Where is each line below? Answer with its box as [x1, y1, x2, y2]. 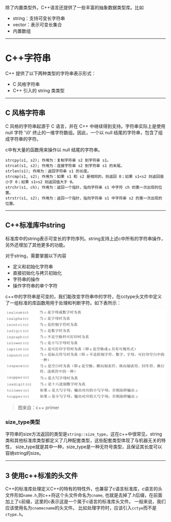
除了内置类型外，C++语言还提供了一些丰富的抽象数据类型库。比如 [5, 5, 144, 10]
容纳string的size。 [5, 450, 44, 456]
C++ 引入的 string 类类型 [12, 87, 65, 93]
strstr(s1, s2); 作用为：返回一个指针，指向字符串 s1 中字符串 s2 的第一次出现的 [5, 196, 162, 201]
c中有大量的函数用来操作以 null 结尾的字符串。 [5, 147, 103, 153]
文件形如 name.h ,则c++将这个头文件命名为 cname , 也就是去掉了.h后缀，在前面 [5, 492, 163, 498]
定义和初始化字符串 [12, 263, 53, 269]
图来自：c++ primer [17, 404, 60, 411]
